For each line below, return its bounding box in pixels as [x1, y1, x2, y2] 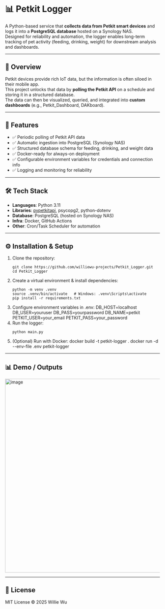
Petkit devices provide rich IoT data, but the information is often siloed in [5, 76, 152, 82]
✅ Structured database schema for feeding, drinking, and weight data [12, 145, 153, 151]
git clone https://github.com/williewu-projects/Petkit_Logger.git [12, 265, 153, 270]
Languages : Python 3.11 [12, 202, 61, 208]
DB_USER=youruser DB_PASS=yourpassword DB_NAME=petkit [12, 310, 140, 316]
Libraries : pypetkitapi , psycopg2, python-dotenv [12, 207, 111, 214]
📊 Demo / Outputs [5, 363, 63, 371]
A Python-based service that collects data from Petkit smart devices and [5, 23, 155, 29]
